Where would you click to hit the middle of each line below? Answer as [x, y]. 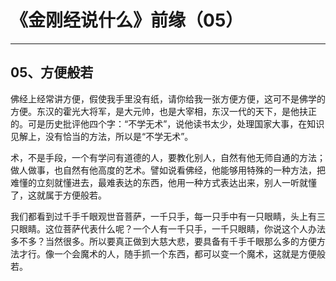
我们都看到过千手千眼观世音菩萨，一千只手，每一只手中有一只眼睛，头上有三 [168, 216]
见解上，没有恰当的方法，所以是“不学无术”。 [102, 136]
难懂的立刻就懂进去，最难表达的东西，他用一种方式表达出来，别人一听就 [159, 182]
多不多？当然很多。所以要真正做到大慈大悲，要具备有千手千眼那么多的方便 [163, 241]
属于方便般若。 [75, 195]
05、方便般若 [52, 72]
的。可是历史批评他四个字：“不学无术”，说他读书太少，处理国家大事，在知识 [167, 123]
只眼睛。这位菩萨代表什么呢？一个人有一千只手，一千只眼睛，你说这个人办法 [168, 228]
